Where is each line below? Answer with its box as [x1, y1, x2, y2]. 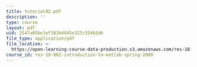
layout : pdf [6, 24, 35, 31]
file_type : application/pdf [6, 36, 75, 41]
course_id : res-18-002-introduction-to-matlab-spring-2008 [6, 52, 154, 58]
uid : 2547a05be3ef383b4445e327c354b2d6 [6, 30, 104, 36]
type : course [6, 19, 38, 25]
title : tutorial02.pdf [6, 8, 62, 15]
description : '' [6, 14, 46, 20]
